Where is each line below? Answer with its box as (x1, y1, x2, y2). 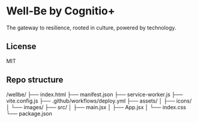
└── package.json (6, 110, 53, 117)
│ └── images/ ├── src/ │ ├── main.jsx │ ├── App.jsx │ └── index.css (6, 103, 187, 110)
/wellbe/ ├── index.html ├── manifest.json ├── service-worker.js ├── (6, 91, 183, 98)
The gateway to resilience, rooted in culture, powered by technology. (6, 24, 176, 31)
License (6, 41, 37, 52)
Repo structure (6, 75, 64, 85)
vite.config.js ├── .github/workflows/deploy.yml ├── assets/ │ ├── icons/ (6, 97, 192, 104)
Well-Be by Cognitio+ (6, 4, 115, 18)
